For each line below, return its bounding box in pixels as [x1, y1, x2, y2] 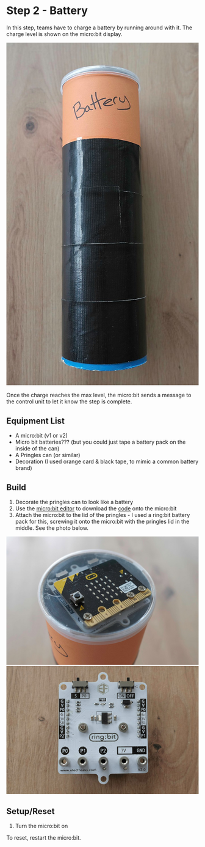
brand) [15, 464, 32, 472]
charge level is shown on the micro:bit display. [6, 30, 123, 37]
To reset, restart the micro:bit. [6, 834, 81, 842]
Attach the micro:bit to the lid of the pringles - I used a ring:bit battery [15, 512, 190, 519]
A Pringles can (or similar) [15, 452, 81, 459]
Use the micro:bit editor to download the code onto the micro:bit [15, 505, 177, 512]
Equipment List [6, 416, 65, 426]
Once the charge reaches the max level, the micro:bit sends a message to [6, 392, 192, 399]
